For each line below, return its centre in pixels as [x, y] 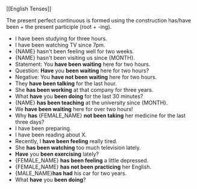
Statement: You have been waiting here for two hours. [83, 64]
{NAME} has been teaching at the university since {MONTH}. [91, 103]
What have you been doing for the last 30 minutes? [79, 96]
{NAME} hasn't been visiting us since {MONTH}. [75, 58]
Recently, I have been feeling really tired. [66, 141]
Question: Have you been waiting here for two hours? [82, 71]
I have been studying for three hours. [61, 38]
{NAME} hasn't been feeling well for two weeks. [74, 51]
